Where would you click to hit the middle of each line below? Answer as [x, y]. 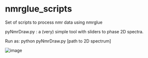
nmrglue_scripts [39, 9]
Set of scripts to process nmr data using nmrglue [54, 22]
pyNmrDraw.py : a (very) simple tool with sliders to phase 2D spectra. [74, 31]
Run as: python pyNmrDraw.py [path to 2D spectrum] [58, 41]
